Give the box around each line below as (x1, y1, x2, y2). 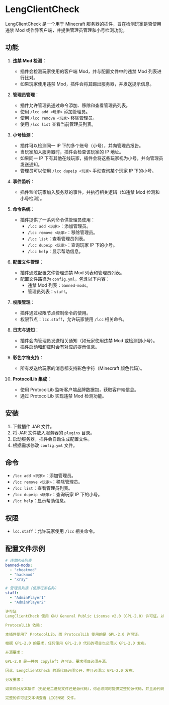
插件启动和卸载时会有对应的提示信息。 (20, 344, 100, 350)
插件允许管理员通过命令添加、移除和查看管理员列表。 (20, 102, 131, 108)
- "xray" (10, 577, 28, 582)
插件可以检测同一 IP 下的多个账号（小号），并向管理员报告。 (20, 142, 144, 148)
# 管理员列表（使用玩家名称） (5, 586, 59, 591)
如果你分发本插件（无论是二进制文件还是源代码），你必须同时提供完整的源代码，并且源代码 (5, 686, 164, 691)
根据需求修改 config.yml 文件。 (12, 442, 78, 448)
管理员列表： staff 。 (27, 288, 70, 294)
